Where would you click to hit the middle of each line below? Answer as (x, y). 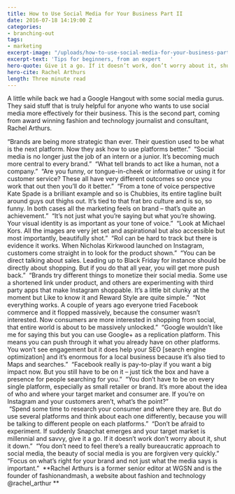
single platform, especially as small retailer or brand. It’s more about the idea (117, 387)
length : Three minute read (47, 79)
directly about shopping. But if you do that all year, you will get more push (113, 268)
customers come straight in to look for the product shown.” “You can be (111, 253)
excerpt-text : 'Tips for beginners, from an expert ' (90, 59)
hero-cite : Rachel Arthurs (47, 72)
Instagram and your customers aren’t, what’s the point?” (88, 402)
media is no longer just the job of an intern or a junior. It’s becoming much (113, 157)
